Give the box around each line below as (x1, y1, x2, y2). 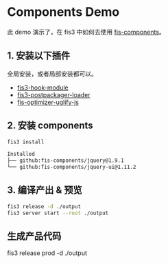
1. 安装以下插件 (7, 50, 71, 62)
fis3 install (7, 139, 45, 145)
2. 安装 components (7, 120, 94, 132)
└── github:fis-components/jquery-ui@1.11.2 (7, 163, 136, 171)
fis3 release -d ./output (7, 203, 81, 210)
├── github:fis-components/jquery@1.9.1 (7, 157, 125, 164)
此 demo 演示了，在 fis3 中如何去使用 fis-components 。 (7, 28, 166, 36)
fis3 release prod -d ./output (7, 249, 88, 257)
